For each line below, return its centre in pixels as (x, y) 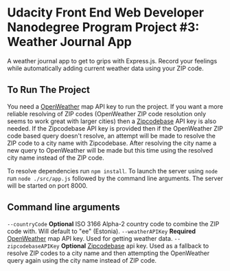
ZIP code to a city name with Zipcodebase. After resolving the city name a (112, 143)
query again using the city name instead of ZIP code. (82, 260)
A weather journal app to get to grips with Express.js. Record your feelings (112, 61)
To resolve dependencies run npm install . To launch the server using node (113, 171)
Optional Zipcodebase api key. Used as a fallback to (135, 246)
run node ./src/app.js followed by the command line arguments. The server (115, 178)
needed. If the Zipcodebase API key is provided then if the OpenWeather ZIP (115, 128)
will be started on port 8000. (47, 185)
